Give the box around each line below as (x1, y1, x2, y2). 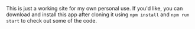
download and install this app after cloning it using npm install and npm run (6, 11, 190, 18)
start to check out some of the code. (6, 17, 97, 24)
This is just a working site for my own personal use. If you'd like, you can (6, 5, 183, 12)
